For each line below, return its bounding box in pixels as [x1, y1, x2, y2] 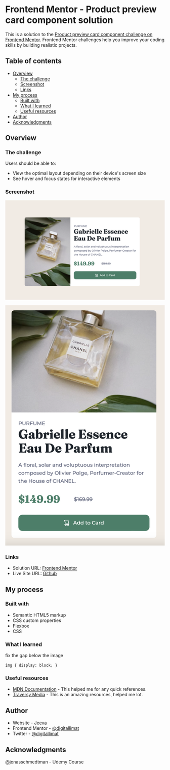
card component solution [5, 14, 113, 26]
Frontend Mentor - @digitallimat [12, 725, 79, 731]
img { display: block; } [5, 663, 58, 668]
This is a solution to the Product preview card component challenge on [5, 31, 153, 37]
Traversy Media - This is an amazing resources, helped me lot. [12, 692, 143, 698]
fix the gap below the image [5, 653, 63, 659]
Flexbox [12, 623, 29, 629]
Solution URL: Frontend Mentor [12, 565, 77, 571]
